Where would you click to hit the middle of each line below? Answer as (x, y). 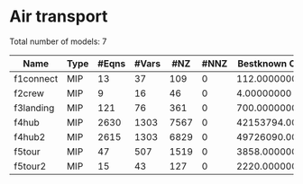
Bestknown (262, 63)
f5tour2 (30, 166)
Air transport (59, 17)
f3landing (34, 108)
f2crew (29, 93)
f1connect (36, 78)
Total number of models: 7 (58, 41)
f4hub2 (30, 136)
